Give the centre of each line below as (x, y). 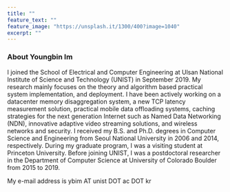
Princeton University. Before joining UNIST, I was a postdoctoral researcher (114, 153)
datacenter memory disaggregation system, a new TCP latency (96, 102)
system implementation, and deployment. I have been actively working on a (114, 94)
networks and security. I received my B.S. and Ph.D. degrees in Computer (111, 131)
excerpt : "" (24, 33)
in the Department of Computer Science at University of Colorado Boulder (112, 160)
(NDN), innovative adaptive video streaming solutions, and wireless (102, 123)
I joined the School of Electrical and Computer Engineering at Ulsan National (115, 72)
